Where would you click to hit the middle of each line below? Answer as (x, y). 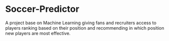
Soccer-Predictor (42, 9)
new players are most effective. (38, 33)
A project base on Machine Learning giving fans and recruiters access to (81, 23)
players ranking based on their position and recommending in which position (85, 28)
